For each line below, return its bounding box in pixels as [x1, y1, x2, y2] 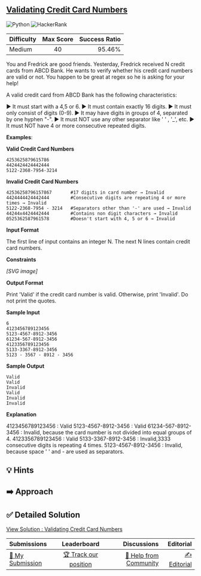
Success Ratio [79, 35, 121, 43]
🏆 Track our [62, 550, 99, 559]
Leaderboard [62, 540, 100, 548]
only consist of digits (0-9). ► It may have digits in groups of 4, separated [6, 109, 188, 116]
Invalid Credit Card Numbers [6, 178, 79, 185]
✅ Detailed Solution [6, 509, 81, 520]
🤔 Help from [125, 551, 159, 560]
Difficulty [9, 35, 37, 43]
